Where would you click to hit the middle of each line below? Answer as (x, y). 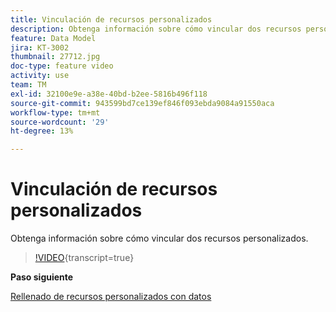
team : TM (28, 85)
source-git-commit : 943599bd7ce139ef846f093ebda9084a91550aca (142, 103)
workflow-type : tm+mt (55, 112)
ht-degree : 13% (42, 131)
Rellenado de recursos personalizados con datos (111, 297)
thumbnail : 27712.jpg (55, 57)
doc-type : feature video (62, 66)
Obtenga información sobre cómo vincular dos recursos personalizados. (159, 238)
